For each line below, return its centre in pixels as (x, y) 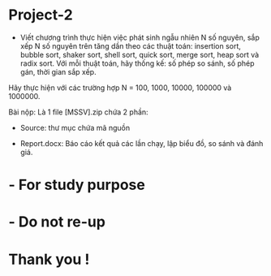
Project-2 (41, 15)
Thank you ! (49, 259)
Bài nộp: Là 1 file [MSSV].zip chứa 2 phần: (78, 112)
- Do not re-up (57, 222)
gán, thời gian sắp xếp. (58, 71)
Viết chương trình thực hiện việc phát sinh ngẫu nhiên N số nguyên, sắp (140, 37)
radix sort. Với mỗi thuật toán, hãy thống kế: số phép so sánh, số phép (137, 63)
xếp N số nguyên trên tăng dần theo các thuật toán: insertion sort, (131, 45)
